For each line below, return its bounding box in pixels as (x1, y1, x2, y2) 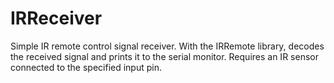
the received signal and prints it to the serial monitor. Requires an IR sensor (10, 50, 319, 62)
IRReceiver (10, 7, 103, 30)
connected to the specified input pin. (10, 61, 162, 73)
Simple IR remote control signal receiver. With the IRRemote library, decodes (10, 40, 325, 52)
